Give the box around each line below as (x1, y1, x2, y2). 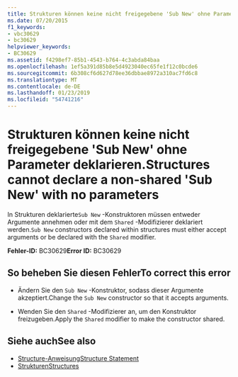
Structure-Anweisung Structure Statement (17, 354, 140, 362)
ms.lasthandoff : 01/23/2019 (7, 89, 91, 96)
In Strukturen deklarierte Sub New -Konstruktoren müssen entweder (7, 210, 200, 218)
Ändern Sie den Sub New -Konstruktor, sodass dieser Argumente (17, 286, 204, 294)
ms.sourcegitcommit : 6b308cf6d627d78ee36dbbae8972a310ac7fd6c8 (7, 69, 198, 77)
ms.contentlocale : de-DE (7, 83, 81, 90)
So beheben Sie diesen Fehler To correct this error (7, 267, 231, 279)
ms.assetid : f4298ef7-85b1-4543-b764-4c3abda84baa (7, 57, 160, 64)
